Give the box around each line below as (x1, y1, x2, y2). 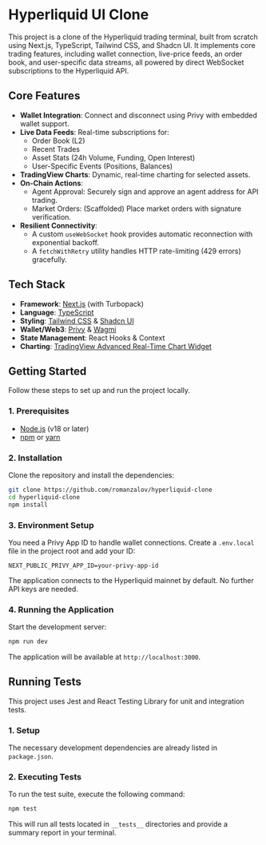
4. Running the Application (8, 604, 114, 615)
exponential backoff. (31, 237, 100, 247)
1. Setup (8, 724, 40, 736)
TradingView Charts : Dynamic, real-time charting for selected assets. (19, 169, 251, 179)
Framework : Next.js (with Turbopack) (19, 299, 145, 308)
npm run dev (8, 637, 48, 646)
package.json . (8, 752, 54, 761)
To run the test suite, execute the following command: (8, 789, 185, 799)
